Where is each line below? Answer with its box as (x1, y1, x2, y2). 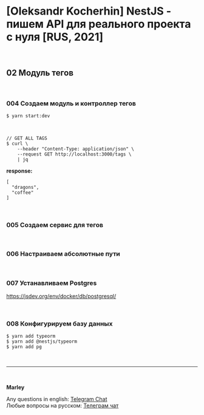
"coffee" (12, 190, 34, 196)
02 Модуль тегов (6, 68, 74, 78)
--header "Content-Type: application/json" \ (17, 146, 135, 153)
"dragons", (12, 184, 39, 191)
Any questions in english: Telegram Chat (6, 396, 107, 403)
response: (6, 167, 33, 174)
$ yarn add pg (6, 344, 42, 350)
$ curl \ (6, 141, 29, 147)
